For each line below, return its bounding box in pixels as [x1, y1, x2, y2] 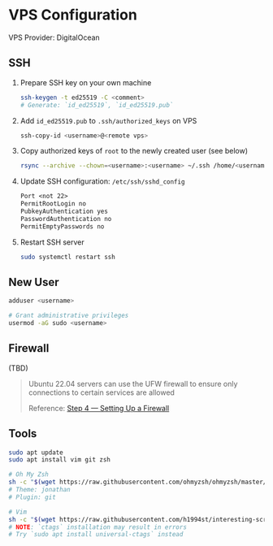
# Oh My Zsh [8, 470, 49, 479]
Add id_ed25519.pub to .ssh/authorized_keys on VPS [19, 115, 197, 125]
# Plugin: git [8, 493, 57, 501]
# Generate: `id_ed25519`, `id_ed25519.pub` [19, 101, 174, 109]
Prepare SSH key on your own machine [19, 77, 152, 87]
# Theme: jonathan [8, 486, 71, 494]
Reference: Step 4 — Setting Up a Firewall [28, 403, 170, 413]
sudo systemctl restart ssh [19, 253, 115, 261]
